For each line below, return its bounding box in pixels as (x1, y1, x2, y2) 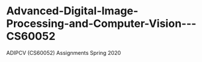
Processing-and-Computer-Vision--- (6, 17, 197, 30)
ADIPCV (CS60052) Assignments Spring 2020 (6, 49, 121, 56)
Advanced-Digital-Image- (6, 4, 139, 18)
